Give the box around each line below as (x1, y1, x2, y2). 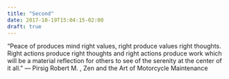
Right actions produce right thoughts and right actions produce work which (7, 49, 222, 58)
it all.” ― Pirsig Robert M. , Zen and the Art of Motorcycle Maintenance (7, 64, 208, 73)
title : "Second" (7, 10, 54, 17)
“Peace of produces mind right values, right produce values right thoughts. (7, 42, 222, 51)
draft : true (7, 23, 42, 30)
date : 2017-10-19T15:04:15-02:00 (7, 17, 104, 24)
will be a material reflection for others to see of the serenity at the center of (7, 57, 222, 65)
